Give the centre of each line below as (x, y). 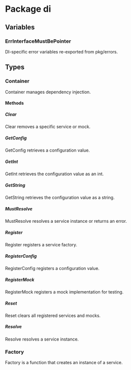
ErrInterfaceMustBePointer (38, 41)
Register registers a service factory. (41, 244)
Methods (14, 103)
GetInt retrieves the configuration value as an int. (54, 174)
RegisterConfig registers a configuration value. (52, 268)
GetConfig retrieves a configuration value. (47, 150)
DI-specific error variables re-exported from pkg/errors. (62, 52)
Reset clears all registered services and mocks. (53, 316)
